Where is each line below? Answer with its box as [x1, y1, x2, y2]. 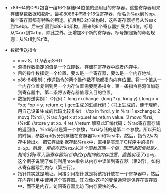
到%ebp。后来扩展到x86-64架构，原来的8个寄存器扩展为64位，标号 [10, 23, 153, 29]
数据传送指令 [10, 47, 37, 53]
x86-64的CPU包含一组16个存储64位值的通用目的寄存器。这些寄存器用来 [10, 5, 161, 10]
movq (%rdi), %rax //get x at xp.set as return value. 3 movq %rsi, [17, 114, 154, 120]
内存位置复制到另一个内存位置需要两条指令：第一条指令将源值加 [22, 83, 155, 89]
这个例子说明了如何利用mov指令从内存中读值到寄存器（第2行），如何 [17, 158, 160, 164]
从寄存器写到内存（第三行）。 [17, 164, 78, 170]
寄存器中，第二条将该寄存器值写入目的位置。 [22, 89, 115, 95]
